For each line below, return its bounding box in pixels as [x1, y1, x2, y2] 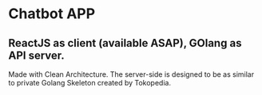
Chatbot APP [8, 5, 96, 23]
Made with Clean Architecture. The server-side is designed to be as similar [8, 70, 254, 79]
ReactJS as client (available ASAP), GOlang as [8, 36, 242, 50]
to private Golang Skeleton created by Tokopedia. [8, 78, 172, 87]
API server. [8, 48, 65, 62]
